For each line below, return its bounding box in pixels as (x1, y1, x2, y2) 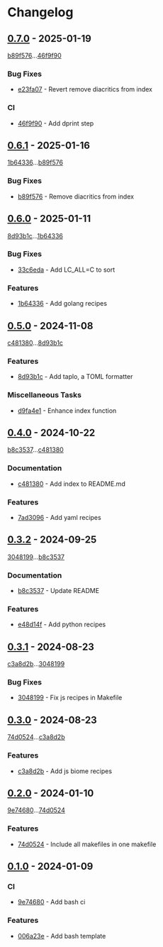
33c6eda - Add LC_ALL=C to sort (17, 265, 116, 274)
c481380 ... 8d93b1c (7, 338, 64, 347)
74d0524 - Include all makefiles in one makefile (17, 840, 157, 848)
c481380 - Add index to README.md (17, 480, 125, 488)
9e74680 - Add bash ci (17, 898, 86, 907)
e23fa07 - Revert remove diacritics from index (17, 85, 152, 94)
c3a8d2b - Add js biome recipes (17, 767, 112, 775)
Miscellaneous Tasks (7, 390, 81, 400)
